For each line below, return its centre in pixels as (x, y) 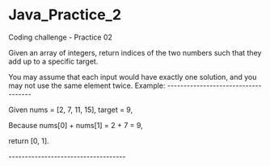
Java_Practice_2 (65, 15)
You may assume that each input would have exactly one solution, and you (133, 77)
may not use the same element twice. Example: (87, 85)
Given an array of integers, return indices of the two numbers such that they (135, 52)
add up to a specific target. (53, 61)
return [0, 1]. (29, 141)
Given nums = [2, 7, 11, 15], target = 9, (71, 110)
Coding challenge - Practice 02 (61, 37)
